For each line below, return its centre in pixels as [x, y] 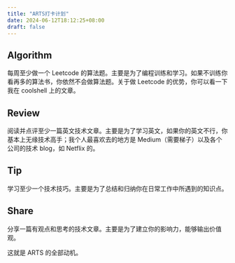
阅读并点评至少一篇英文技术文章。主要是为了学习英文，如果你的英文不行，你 [117, 131]
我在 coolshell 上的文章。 [43, 90]
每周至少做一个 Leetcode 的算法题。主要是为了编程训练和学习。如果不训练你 [117, 73]
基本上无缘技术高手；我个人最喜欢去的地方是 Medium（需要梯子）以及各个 [115, 140]
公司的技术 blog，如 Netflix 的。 [53, 148]
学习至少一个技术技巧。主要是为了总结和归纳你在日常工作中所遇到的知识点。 [117, 188]
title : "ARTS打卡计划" [38, 14]
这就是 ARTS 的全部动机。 [45, 252]
